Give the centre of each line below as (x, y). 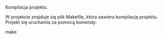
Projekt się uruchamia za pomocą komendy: (51, 22)
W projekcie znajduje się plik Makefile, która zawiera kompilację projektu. (81, 17)
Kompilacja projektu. (27, 7)
